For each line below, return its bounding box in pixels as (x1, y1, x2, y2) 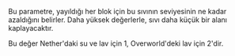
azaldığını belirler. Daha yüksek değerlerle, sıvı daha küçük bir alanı (8, 15, 228, 24)
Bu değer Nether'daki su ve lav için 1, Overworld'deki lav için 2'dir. (8, 39, 224, 48)
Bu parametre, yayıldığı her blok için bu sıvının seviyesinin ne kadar (8, 7, 227, 16)
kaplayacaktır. (8, 24, 54, 32)
